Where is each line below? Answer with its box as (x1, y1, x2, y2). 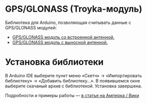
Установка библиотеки (5, 57, 104, 68)
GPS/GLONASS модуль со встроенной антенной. (12, 34, 115, 40)
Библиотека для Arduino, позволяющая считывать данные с (5, 20, 131, 25)
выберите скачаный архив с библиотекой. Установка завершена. (5, 83, 143, 89)
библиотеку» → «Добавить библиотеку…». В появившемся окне (5, 78, 140, 83)
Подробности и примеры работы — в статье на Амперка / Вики (5, 92, 139, 98)
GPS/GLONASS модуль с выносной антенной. (12, 39, 108, 45)
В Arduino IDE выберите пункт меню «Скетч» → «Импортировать (5, 72, 142, 79)
